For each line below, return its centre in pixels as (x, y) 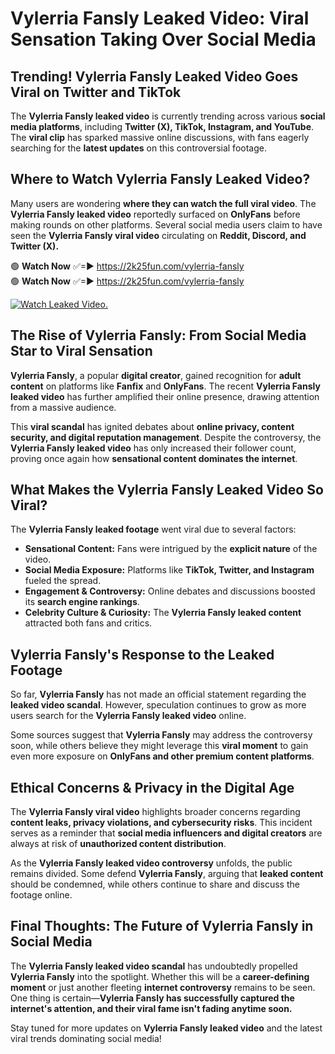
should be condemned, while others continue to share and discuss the (155, 884)
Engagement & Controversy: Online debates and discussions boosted (170, 591)
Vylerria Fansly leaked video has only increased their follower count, (153, 448)
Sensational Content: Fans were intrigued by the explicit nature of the (171, 549)
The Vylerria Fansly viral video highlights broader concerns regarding (155, 812)
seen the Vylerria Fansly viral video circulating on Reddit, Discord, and (158, 235)
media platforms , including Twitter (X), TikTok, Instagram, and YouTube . (162, 126)
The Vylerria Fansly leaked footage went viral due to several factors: (153, 529)
